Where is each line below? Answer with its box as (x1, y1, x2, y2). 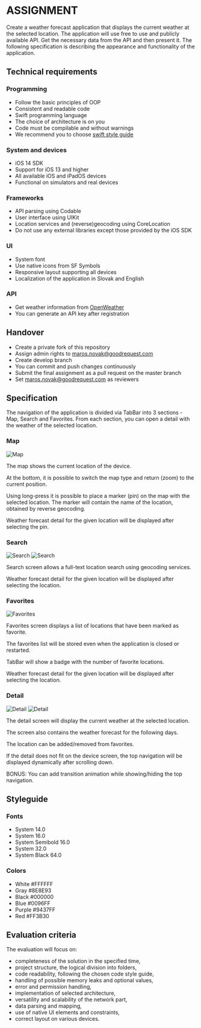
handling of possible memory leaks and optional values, (14, 977, 153, 984)
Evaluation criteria (6, 930, 76, 940)
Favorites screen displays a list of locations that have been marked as (6, 622, 179, 630)
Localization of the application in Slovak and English (14, 275, 144, 282)
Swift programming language (14, 111, 87, 118)
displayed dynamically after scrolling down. (6, 758, 114, 765)
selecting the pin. (6, 523, 49, 530)
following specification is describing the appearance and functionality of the (6, 43, 196, 50)
